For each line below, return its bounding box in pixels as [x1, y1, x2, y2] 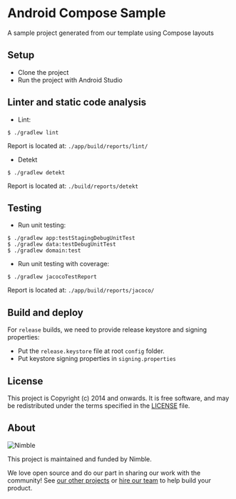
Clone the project [17, 68, 69, 76]
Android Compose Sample [7, 5, 166, 21]
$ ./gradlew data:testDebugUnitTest [7, 241, 116, 248]
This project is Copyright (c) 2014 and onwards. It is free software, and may [7, 394, 230, 402]
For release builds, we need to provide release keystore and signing [7, 325, 207, 334]
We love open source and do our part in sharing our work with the [7, 468, 201, 477]
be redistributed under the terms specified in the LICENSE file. [7, 401, 190, 410]
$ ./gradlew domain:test [7, 247, 81, 254]
